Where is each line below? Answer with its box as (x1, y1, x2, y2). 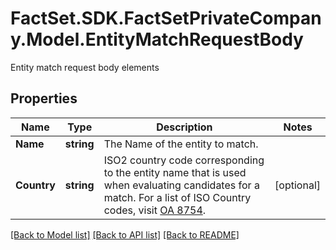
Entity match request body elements (10, 61, 160, 73)
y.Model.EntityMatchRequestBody (10, 28, 304, 51)
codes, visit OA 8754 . (103, 203, 207, 217)
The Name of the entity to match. (103, 137, 259, 151)
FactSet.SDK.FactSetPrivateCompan (10, 7, 322, 30)
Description (156, 120, 213, 134)
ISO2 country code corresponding (103, 153, 265, 167)
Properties (10, 90, 78, 107)
